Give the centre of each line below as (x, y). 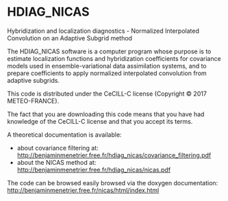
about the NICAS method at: (56, 162)
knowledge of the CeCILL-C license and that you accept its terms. (100, 121)
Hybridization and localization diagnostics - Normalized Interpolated (103, 31)
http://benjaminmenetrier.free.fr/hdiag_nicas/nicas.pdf (94, 170)
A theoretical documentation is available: (64, 135)
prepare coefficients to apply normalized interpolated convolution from (107, 73)
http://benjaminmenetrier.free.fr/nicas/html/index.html (83, 190)
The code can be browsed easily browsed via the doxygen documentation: (113, 183)
